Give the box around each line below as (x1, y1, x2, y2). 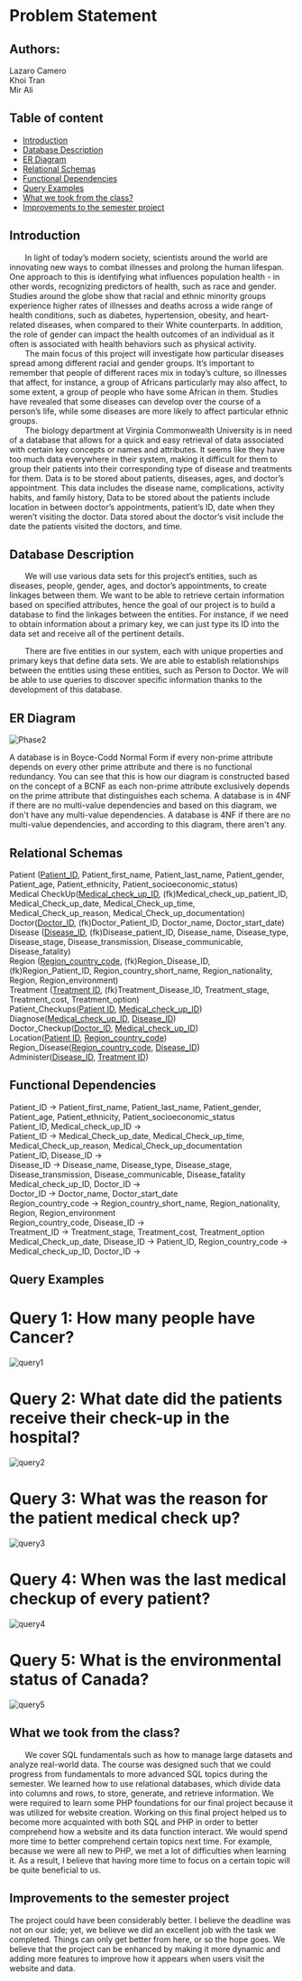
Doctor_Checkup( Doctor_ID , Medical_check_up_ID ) (9, 1023, 199, 1034)
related (9, 319, 36, 330)
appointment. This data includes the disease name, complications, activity (9, 482, 285, 493)
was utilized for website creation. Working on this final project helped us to (9, 1807, 287, 1817)
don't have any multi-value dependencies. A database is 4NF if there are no (9, 809, 291, 820)
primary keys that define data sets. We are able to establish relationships (9, 656, 279, 667)
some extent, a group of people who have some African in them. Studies (9, 386, 279, 397)
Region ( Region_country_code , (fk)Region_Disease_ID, (9, 956, 211, 967)
